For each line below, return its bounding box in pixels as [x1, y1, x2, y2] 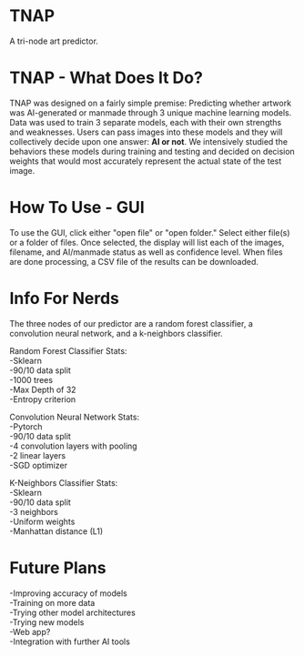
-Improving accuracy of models [9, 588, 127, 599]
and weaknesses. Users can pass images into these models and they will [9, 126, 283, 137]
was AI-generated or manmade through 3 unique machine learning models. [9, 106, 292, 118]
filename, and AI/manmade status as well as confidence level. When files [9, 247, 284, 257]
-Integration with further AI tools [9, 636, 130, 647]
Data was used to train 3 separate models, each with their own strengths [9, 116, 282, 127]
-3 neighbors [9, 506, 59, 517]
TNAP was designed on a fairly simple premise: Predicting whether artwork [9, 97, 292, 108]
